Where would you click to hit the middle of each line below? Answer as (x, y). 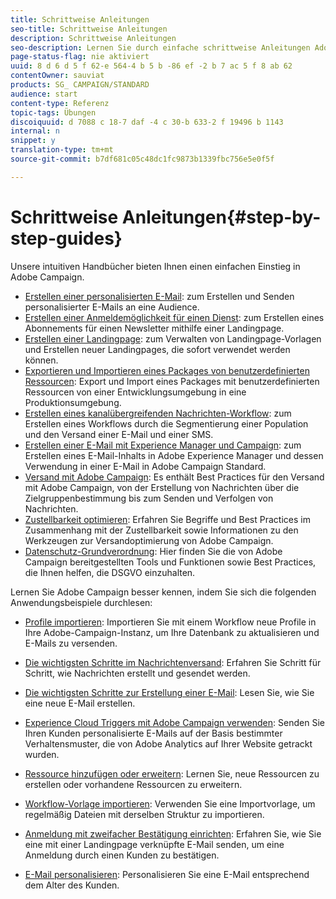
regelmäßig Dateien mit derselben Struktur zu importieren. (144, 814)
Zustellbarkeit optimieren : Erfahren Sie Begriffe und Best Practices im (167, 519)
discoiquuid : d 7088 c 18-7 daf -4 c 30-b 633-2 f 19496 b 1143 (147, 122)
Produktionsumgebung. (73, 402)
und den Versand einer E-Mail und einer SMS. (119, 434)
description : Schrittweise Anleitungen (93, 38)
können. (41, 360)
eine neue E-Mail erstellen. (80, 703)
